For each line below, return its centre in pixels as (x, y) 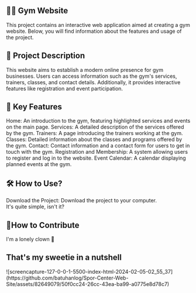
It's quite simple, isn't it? (35, 207)
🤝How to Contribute (43, 225)
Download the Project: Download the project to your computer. (81, 201)
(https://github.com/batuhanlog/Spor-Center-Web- (67, 278)
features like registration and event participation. (65, 88)
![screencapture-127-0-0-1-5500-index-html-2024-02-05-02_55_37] (90, 271)
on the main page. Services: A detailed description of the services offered (95, 127)
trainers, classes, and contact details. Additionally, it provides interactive (93, 82)
